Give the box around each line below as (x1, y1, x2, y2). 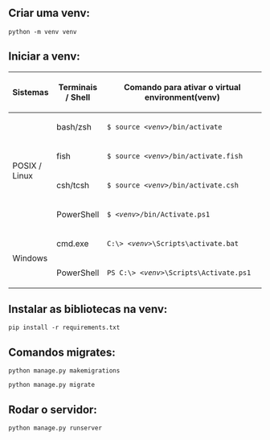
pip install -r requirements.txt (8, 323, 121, 332)
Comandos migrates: (8, 345, 117, 359)
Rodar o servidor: (8, 402, 98, 417)
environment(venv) (144, 92, 220, 103)
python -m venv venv (8, 27, 78, 35)
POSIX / (12, 160, 42, 171)
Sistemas (12, 86, 49, 97)
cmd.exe (55, 237, 89, 249)
